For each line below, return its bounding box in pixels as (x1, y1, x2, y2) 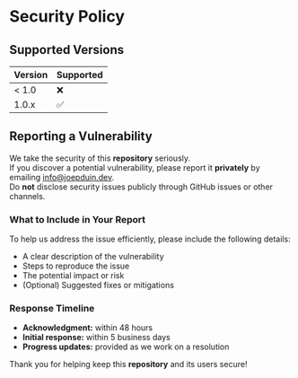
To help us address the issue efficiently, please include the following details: (9, 233, 291, 244)
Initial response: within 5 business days (22, 332, 171, 343)
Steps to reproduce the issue (22, 260, 130, 271)
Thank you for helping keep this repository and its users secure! (9, 359, 248, 370)
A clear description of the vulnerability (22, 251, 164, 262)
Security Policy (9, 6, 126, 27)
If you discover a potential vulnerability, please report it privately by (9, 162, 260, 172)
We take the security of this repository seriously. (9, 153, 191, 163)
